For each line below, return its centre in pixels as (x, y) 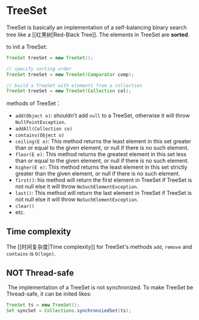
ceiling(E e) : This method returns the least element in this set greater (103, 141)
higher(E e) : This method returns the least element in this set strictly (101, 167)
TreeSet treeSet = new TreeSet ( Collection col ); (69, 91)
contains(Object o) (40, 135)
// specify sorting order (39, 69)
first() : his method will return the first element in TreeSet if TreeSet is (103, 180)
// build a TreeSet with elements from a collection (74, 86)
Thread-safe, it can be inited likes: (49, 294)
